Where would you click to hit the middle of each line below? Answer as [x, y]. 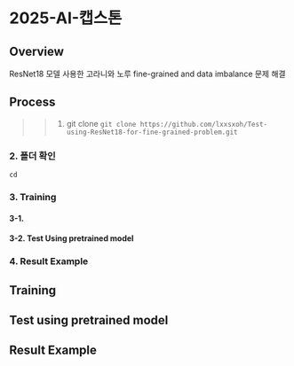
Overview [37, 51]
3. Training [33, 198]
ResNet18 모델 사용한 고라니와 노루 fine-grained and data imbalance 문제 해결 [147, 74]
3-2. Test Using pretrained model [72, 238]
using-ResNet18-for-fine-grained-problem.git [152, 132]
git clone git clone [101, 123]
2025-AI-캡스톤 [66, 18]
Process [32, 102]
